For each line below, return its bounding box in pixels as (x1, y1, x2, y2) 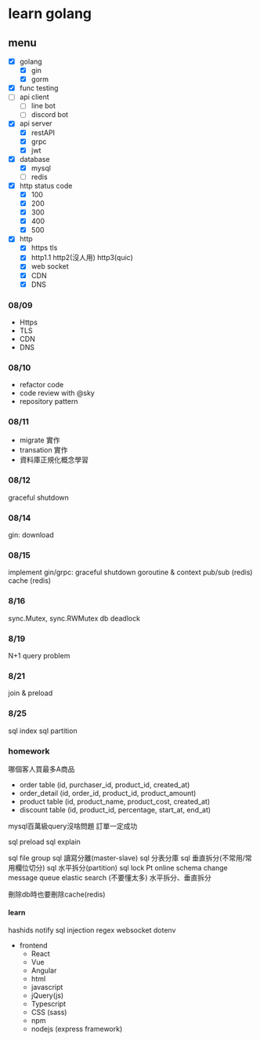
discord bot (31, 110, 69, 119)
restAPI (31, 127, 56, 137)
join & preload (8, 688, 53, 698)
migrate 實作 (19, 435, 60, 445)
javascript (31, 983, 63, 992)
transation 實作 (19, 445, 68, 454)
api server (19, 119, 52, 128)
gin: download (8, 530, 55, 540)
